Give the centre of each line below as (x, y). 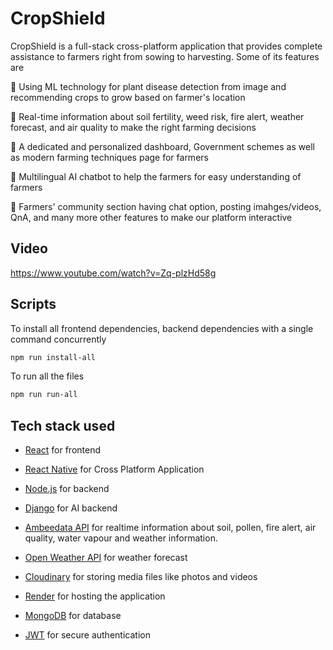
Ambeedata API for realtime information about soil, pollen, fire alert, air (170, 528)
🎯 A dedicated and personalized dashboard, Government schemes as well (162, 146)
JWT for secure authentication (87, 635)
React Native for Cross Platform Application (114, 469)
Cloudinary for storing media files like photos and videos (141, 577)
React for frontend (62, 450)
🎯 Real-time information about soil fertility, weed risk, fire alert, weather (157, 116)
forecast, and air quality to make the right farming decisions (133, 127)
